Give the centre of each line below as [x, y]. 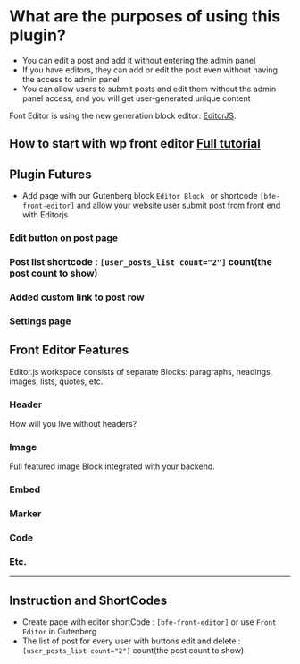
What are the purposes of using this [145, 17]
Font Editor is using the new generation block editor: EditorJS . [123, 115]
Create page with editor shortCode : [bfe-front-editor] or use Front [149, 622]
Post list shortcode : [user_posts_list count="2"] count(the [141, 261]
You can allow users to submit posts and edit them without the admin [149, 89]
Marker [25, 514]
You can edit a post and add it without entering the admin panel [139, 60]
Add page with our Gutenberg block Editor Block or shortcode [140, 196]
